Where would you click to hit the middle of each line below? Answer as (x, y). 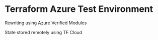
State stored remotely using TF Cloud (44, 32)
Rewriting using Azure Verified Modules (46, 23)
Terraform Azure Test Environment (79, 9)
